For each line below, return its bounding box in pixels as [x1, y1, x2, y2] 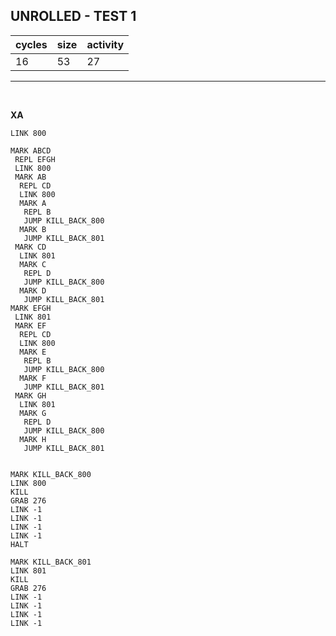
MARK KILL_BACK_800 [10, 469, 92, 479]
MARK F [19, 373, 47, 383]
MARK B [19, 224, 47, 234]
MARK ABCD [10, 145, 52, 156]
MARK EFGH [10, 303, 52, 313]
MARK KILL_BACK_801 [10, 557, 92, 567]
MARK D [19, 285, 47, 296]
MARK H [19, 434, 47, 444]
